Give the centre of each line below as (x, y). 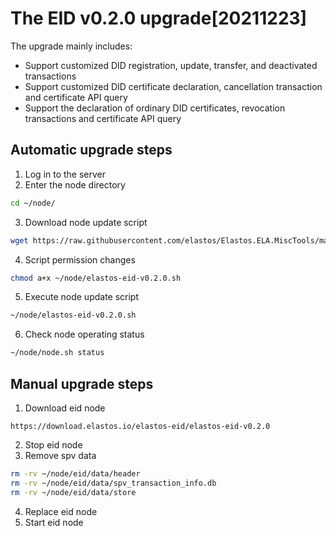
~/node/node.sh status (57, 353)
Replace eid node (61, 511)
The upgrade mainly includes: (71, 46)
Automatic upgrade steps (91, 150)
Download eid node (65, 408)
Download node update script (86, 222)
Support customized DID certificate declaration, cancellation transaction (173, 86)
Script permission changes (80, 259)
